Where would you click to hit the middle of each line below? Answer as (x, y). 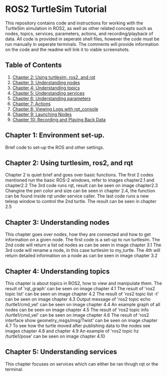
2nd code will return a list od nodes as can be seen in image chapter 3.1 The (83, 245)
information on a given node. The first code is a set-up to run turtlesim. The (83, 240)
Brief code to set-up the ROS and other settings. (55, 147)
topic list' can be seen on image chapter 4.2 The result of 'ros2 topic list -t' (82, 294)
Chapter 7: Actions (31, 104)
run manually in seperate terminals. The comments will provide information (82, 44)
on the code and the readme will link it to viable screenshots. (68, 49)
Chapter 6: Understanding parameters (52, 98)
